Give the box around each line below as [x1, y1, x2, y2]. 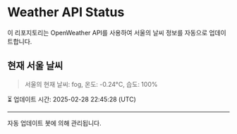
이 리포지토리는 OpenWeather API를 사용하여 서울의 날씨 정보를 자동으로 [7, 28, 208, 37]
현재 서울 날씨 [7, 60, 63, 72]
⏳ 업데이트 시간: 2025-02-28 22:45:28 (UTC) [7, 95, 136, 103]
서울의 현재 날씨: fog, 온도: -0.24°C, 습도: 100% [24, 80, 158, 88]
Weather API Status [7, 4, 125, 20]
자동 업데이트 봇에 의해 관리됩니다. [7, 118, 102, 127]
